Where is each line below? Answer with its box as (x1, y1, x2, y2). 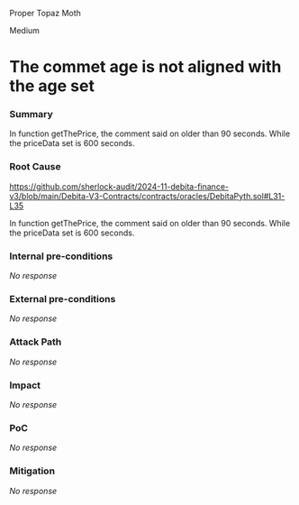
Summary (9, 108, 54, 121)
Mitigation (9, 464, 56, 477)
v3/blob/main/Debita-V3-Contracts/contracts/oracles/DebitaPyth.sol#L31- (9, 190, 285, 201)
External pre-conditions (9, 293, 116, 305)
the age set (9, 76, 95, 96)
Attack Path (9, 335, 62, 348)
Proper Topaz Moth (9, 8, 81, 18)
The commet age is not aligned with (9, 57, 282, 78)
